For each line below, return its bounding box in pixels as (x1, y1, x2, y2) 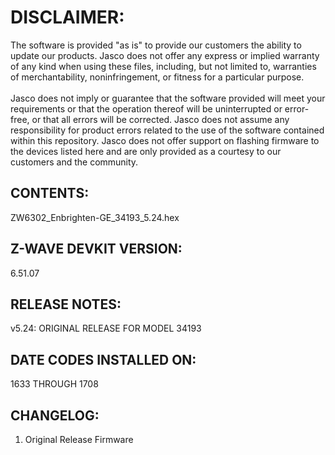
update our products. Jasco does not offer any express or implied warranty (10, 49, 320, 61)
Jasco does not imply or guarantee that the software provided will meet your (10, 92, 326, 104)
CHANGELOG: (10, 407, 100, 424)
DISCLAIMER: (10, 6, 125, 29)
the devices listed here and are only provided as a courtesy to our (10, 145, 282, 157)
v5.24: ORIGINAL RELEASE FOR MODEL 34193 (10, 322, 202, 335)
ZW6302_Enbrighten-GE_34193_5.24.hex (10, 211, 180, 223)
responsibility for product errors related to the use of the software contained (10, 124, 325, 136)
